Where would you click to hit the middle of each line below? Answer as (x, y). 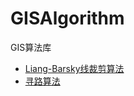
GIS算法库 (31, 47)
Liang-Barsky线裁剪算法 (74, 68)
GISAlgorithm (67, 18)
